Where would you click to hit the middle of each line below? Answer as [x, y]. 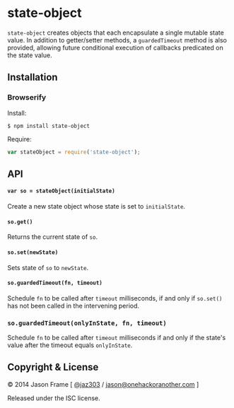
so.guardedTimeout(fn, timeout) [55, 283]
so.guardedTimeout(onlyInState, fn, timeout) [87, 323]
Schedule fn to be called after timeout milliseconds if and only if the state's [117, 338]
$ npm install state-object [49, 126]
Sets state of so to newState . [48, 267]
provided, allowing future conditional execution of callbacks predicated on [116, 47]
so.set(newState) [33, 252]
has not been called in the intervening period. [74, 305]
